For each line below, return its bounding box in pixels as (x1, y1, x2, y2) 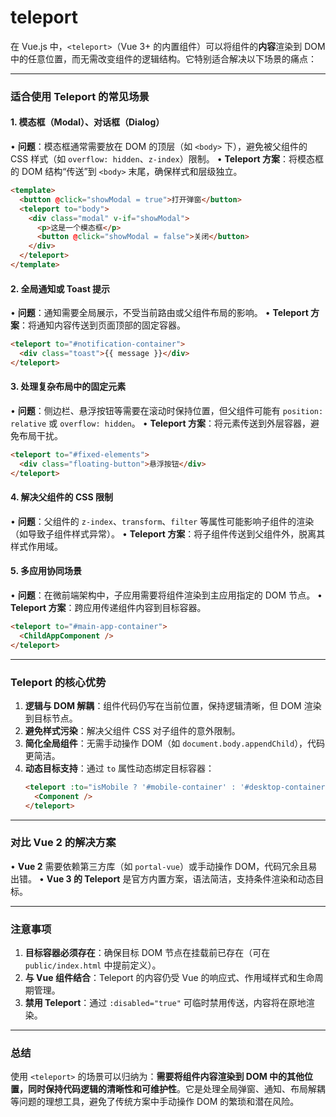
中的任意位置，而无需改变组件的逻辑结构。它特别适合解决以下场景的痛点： (10, 52, 317, 65)
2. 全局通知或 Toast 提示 (10, 282, 111, 295)
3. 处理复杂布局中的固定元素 (10, 381, 127, 393)
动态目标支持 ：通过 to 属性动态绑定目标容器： (24, 762, 215, 774)
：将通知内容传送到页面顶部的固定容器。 (19, 319, 186, 331)
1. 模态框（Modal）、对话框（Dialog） (10, 116, 165, 128)
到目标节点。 (24, 712, 78, 724)
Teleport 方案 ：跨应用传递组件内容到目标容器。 (10, 602, 207, 613)
